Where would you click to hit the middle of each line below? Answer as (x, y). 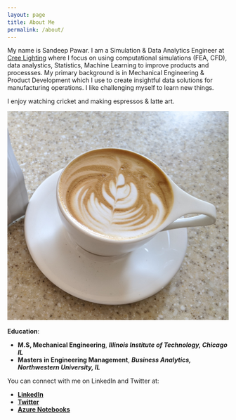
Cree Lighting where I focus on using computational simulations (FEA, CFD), (117, 58)
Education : (24, 332)
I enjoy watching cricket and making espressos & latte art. (91, 101)
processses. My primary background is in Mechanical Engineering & (106, 73)
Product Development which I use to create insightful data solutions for (110, 80)
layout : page (26, 15)
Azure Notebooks (44, 409)
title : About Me (31, 22)
